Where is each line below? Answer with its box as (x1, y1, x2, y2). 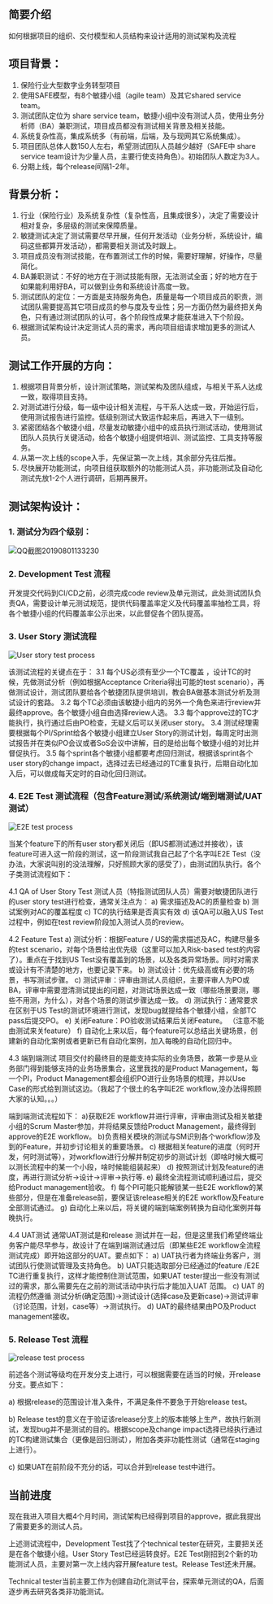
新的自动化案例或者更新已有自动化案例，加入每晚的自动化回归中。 (15, 1035, 236, 1045)
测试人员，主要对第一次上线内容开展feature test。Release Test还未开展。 (15, 1558, 261, 1568)
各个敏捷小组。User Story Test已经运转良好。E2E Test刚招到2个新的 (22, 1549, 251, 1558)
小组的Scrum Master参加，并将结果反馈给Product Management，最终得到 (8, 1121, 256, 1131)
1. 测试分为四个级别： (8, 525, 92, 537)
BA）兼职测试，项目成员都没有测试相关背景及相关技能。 (41, 120, 230, 130)
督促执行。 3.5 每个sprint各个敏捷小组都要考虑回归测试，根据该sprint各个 (8, 748, 253, 758)
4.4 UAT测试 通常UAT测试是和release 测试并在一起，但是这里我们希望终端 (8, 1230, 257, 1240)
